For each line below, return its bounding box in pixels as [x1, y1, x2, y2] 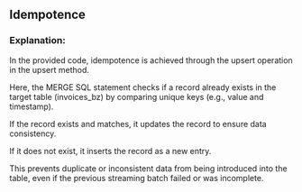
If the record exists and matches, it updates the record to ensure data [9, 118, 268, 129]
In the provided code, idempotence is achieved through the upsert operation [9, 54, 293, 66]
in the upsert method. [9, 64, 90, 75]
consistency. [9, 128, 57, 139]
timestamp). [9, 101, 54, 112]
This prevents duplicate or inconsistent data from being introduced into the [9, 162, 288, 174]
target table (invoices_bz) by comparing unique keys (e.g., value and [9, 91, 264, 102]
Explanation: [9, 34, 66, 47]
